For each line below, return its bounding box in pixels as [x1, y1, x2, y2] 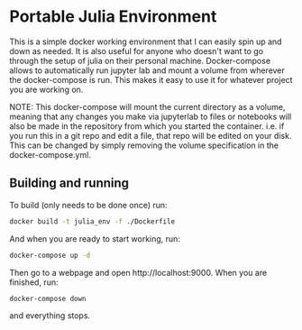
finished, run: [9, 277, 59, 288]
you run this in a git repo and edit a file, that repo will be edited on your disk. [9, 130, 292, 141]
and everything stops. [9, 310, 91, 321]
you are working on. [9, 84, 84, 95]
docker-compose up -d [9, 251, 91, 260]
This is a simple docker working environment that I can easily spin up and [9, 36, 282, 47]
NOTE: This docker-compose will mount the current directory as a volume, [9, 101, 286, 112]
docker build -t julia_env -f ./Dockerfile [9, 216, 176, 226]
